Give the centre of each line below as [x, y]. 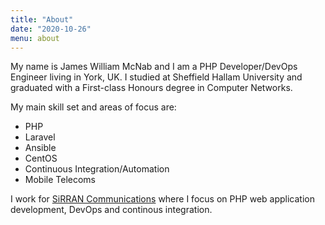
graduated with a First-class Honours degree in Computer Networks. [151, 88]
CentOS [41, 158]
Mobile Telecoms [60, 180]
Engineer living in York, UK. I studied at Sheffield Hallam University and [156, 77]
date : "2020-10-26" [51, 29]
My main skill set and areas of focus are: [93, 107]
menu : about [35, 38]
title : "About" [42, 19]
